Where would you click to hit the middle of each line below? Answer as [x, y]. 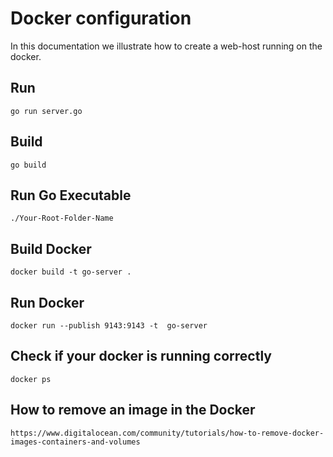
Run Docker [47, 302]
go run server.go [46, 111]
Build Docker [51, 248]
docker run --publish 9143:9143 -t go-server [109, 326]
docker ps [31, 379]
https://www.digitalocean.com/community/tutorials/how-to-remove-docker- [167, 433]
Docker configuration [101, 18]
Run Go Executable [71, 195]
